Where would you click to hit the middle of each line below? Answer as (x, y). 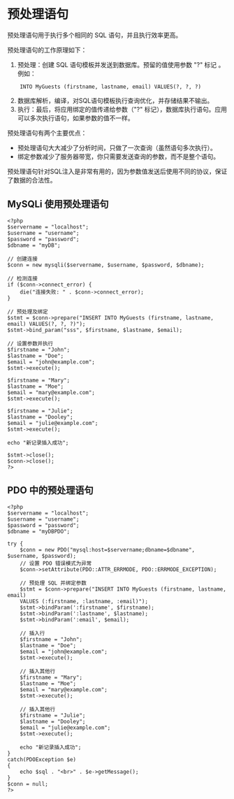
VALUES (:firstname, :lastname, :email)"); (84, 601)
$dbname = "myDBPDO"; (39, 531)
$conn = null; (28, 784)
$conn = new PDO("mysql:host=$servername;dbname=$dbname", (108, 549)
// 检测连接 (23, 278)
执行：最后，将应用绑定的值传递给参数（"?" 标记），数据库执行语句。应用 (122, 109)
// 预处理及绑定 (28, 312)
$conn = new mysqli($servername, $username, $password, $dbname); (106, 265)
